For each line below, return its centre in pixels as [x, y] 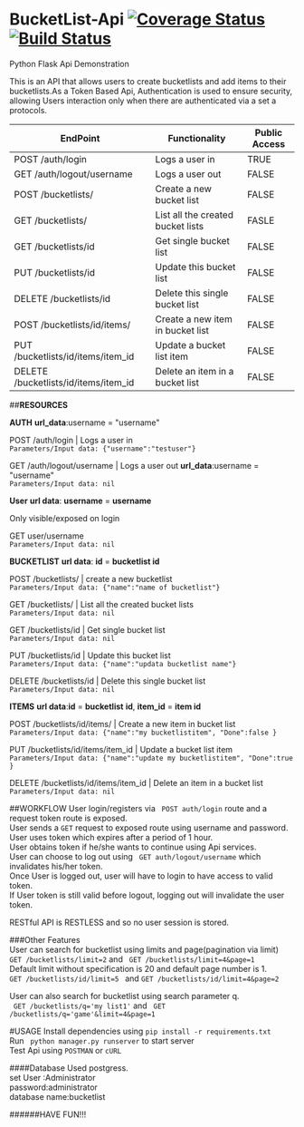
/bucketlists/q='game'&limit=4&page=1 [82, 1014]
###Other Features [45, 939]
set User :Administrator [53, 1077]
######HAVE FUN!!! [48, 1114]
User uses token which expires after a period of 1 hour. [111, 837]
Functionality [197, 138]
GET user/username [47, 536]
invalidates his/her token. [56, 866]
